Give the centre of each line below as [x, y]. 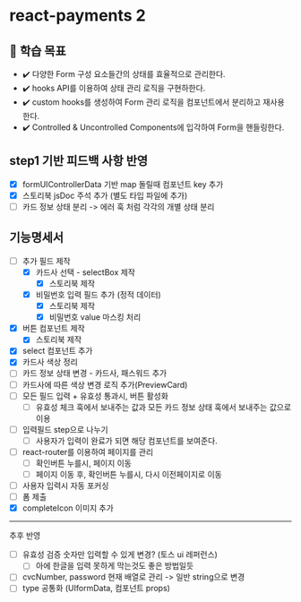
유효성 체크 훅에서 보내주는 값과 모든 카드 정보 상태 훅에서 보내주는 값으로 [163, 407]
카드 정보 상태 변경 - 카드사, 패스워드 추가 [95, 374]
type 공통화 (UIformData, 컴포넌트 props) [96, 589]
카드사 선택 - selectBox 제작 [86, 272]
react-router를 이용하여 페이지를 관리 [88, 451]
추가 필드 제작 [46, 261]
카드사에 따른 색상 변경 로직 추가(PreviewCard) [105, 384]
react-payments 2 [77, 16]
